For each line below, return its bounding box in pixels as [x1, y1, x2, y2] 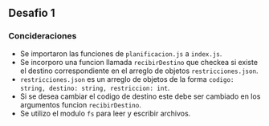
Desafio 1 [8, 6, 55, 20]
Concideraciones [8, 30, 77, 42]
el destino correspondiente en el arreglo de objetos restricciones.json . [19, 66, 259, 75]
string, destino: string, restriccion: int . [19, 83, 170, 92]
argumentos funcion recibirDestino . [19, 100, 142, 109]
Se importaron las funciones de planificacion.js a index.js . [19, 48, 222, 59]
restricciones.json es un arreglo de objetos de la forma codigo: [19, 74, 234, 83]
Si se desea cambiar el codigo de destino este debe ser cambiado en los [19, 91, 261, 101]
